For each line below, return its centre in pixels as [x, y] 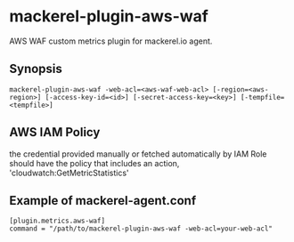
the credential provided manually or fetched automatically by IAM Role [138, 154]
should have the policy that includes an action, [94, 163]
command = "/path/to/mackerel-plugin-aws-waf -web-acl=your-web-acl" [141, 229]
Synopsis [36, 69]
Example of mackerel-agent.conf [103, 201]
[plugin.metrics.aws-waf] [57, 221]
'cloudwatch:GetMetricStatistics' [69, 173]
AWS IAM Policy [55, 132]
